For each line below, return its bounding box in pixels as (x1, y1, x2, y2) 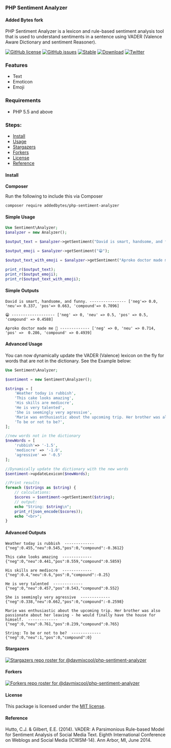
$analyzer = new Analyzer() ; (5, 230, 67, 235)
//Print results (5, 480, 40, 486)
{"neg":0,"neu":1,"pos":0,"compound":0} (5, 635, 93, 640)
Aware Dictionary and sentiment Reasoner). (5, 39, 97, 45)
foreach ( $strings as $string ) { (5, 485, 76, 490)
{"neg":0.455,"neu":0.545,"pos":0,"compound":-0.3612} (5, 545, 124, 551)
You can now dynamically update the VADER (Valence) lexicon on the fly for (5, 352, 164, 358)
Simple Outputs (5, 288, 39, 294)
